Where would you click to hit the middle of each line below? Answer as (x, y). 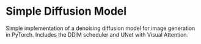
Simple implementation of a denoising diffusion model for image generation (100, 28)
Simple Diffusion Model (66, 11)
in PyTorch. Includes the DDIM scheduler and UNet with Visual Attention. (97, 34)
